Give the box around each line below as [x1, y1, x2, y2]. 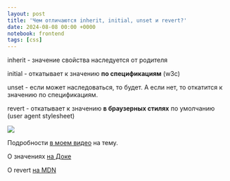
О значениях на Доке [7, 152, 72, 161]
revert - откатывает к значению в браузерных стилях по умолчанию [7, 104, 215, 113]
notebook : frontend [7, 30, 65, 37]
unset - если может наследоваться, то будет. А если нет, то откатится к [7, 83, 223, 92]
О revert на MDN [7, 166, 56, 175]
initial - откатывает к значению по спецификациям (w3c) [7, 70, 181, 78]
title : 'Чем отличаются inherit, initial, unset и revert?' [7, 17, 188, 24]
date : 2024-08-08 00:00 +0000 [7, 23, 96, 30]
